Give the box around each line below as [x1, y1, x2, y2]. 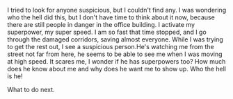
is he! [7, 72, 23, 80]
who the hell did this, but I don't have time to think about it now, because [7, 13, 216, 21]
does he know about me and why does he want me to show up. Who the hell [7, 65, 226, 73]
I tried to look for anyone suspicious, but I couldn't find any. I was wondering [7, 6, 227, 14]
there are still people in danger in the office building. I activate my [7, 21, 195, 28]
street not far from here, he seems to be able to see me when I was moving [7, 50, 223, 58]
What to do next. [7, 86, 55, 93]
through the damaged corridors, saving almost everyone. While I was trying [7, 35, 224, 44]
